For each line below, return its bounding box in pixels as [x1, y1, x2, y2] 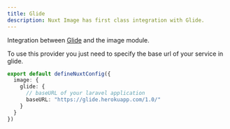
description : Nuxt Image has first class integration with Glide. [7, 17, 205, 24]
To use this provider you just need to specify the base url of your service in [7, 50, 224, 58]
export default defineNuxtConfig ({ [7, 70, 111, 77]
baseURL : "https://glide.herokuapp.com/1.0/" [25, 96, 161, 103]
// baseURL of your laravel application [25, 90, 145, 97]
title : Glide [7, 10, 45, 17]
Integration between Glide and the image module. [7, 36, 150, 44]
